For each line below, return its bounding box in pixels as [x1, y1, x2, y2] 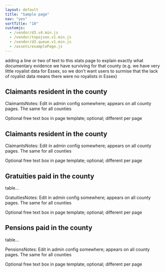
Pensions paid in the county [5, 224, 93, 232]
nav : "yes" [5, 16, 28, 21]
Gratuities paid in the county [5, 172, 95, 180]
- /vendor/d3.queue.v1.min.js [9, 39, 71, 44]
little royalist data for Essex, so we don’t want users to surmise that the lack [5, 68, 158, 74]
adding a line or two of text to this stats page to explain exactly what [5, 57, 144, 63]
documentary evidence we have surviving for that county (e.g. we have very [5, 63, 160, 69]
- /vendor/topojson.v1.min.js [9, 35, 71, 40]
